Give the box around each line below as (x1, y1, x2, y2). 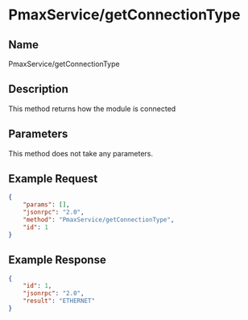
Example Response (8, 253, 106, 267)
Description (8, 82, 68, 96)
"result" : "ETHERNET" (23, 297, 95, 305)
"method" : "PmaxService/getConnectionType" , (23, 216, 175, 224)
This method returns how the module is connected (8, 103, 176, 114)
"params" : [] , (23, 201, 70, 209)
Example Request (8, 172, 98, 186)
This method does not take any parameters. (8, 148, 153, 158)
